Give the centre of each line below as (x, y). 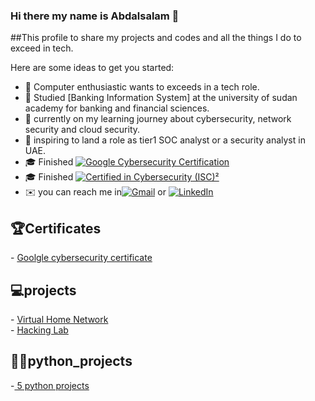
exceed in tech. (42, 48)
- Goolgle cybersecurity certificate (81, 258)
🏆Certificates (56, 228)
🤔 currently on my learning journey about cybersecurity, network (158, 119)
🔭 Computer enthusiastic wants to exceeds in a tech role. (142, 87)
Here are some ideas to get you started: (92, 68)
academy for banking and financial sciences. (117, 108)
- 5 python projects (50, 385)
